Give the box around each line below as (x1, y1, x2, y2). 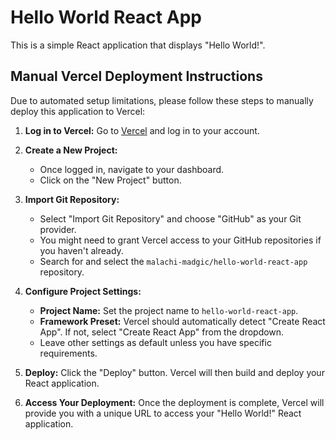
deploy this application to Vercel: (10, 105, 146, 117)
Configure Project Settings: (24, 285, 142, 297)
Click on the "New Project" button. (39, 174, 182, 186)
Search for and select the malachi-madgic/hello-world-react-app (39, 255, 308, 267)
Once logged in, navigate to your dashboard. (39, 163, 225, 175)
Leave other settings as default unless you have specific (39, 336, 272, 348)
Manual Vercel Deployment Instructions (10, 68, 263, 85)
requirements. (39, 347, 98, 359)
